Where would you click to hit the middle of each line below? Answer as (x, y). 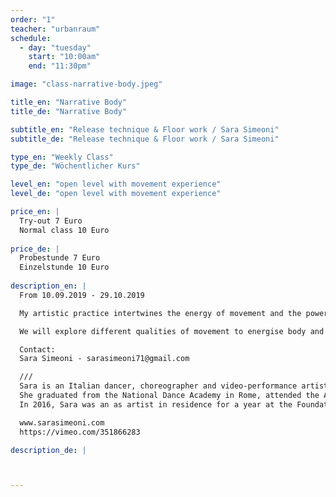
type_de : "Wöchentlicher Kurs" (75, 166)
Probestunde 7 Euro (60, 258)
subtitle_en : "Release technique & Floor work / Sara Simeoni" (145, 129)
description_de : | (48, 450)
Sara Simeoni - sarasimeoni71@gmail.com (104, 359)
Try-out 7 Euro (51, 221)
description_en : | (48, 286)
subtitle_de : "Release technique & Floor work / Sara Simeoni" (145, 139)
